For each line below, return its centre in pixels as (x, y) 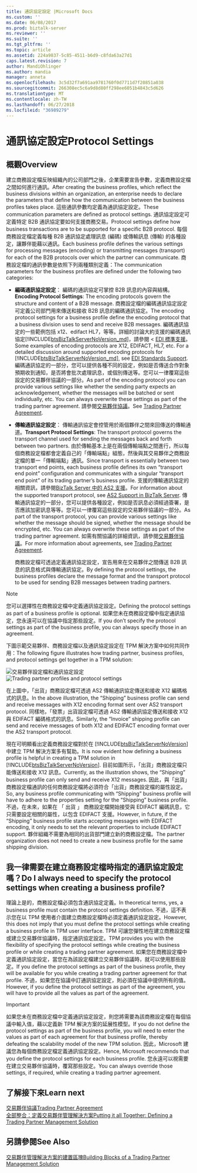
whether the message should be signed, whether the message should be (103, 523)
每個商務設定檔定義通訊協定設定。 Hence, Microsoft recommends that (105, 1051)
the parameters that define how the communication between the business (95, 200)
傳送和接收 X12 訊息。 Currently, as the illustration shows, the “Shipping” (98, 773)
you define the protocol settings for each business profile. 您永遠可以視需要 (97, 1059)
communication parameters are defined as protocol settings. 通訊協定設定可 (98, 214)
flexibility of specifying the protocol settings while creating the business (93, 945)
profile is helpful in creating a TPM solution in (61, 758)
